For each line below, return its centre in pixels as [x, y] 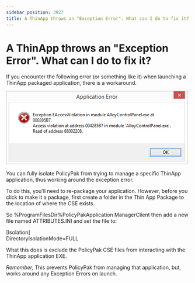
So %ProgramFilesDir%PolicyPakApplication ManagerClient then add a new [97, 215]
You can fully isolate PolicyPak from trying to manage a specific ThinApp [93, 174]
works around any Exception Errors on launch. [62, 274]
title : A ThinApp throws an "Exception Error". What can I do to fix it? [98, 18]
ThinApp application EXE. [36, 256]
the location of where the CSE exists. [51, 203]
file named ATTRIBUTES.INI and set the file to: [62, 221]
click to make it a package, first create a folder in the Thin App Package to [95, 197]
